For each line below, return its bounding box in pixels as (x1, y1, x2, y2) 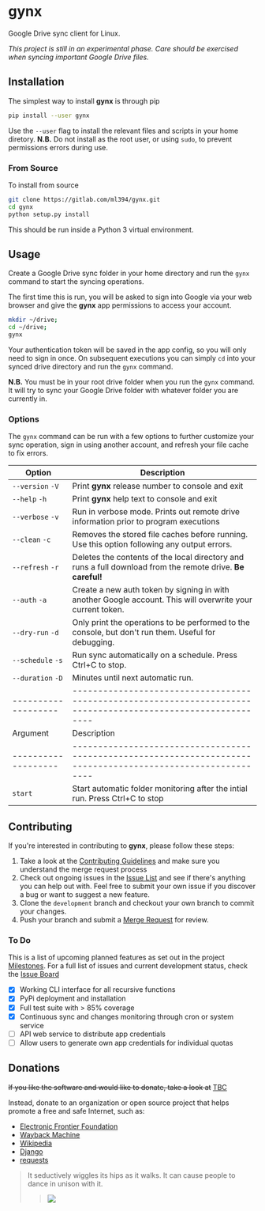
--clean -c (12, 535, 51, 544)
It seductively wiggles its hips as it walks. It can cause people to (27, 1170, 236, 1180)
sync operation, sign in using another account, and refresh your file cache (8, 440, 249, 449)
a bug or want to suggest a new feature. (19, 890, 150, 899)
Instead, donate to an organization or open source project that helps (8, 1098, 230, 1107)
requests (19, 1155, 49, 1164)
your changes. (19, 906, 67, 916)
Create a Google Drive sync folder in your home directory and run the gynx (8, 268, 250, 278)
